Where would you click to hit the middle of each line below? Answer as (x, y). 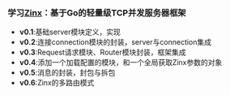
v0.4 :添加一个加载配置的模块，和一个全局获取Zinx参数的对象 (121, 63)
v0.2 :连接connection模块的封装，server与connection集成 (115, 42)
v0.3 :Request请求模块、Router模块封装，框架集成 (102, 52)
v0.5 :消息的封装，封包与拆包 (67, 73)
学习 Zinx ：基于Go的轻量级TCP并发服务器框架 (97, 12)
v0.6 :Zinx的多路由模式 (57, 83)
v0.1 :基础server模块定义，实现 (70, 32)
